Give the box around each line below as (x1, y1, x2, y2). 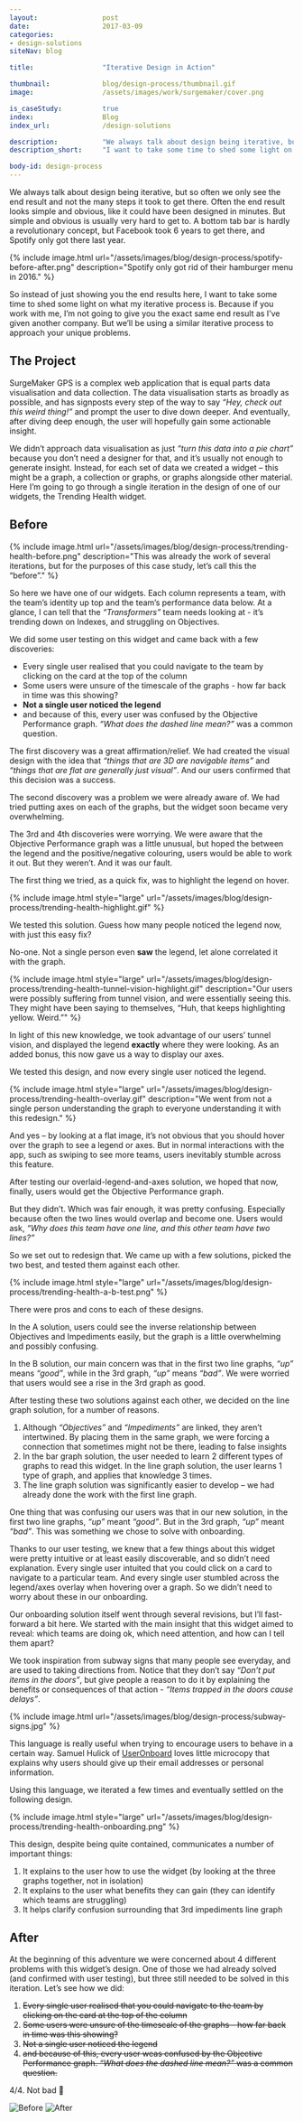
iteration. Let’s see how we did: (9, 1983, 124, 1994)
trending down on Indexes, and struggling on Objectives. (9, 616, 220, 627)
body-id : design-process (9, 162, 103, 172)
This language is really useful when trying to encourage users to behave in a (9, 1738, 294, 1749)
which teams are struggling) (22, 1894, 127, 1905)
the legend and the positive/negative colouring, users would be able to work (9, 847, 293, 858)
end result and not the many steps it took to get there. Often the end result (9, 196, 286, 207)
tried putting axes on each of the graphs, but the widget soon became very (9, 801, 289, 812)
